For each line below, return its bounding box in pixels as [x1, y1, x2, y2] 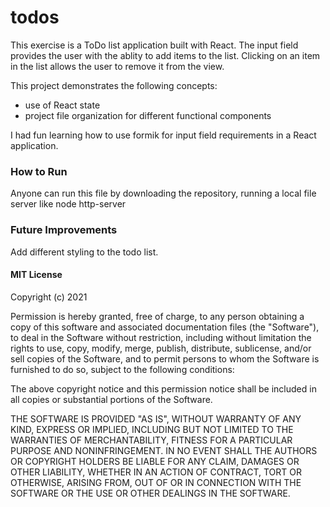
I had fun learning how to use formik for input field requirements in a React [10, 129, 317, 141]
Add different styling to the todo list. [10, 246, 159, 258]
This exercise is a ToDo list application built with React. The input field [10, 39, 299, 51]
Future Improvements [10, 223, 118, 237]
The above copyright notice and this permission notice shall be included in [10, 382, 317, 395]
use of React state [24, 99, 101, 111]
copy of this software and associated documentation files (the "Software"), [10, 321, 320, 333]
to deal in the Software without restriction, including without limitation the [10, 331, 312, 343]
